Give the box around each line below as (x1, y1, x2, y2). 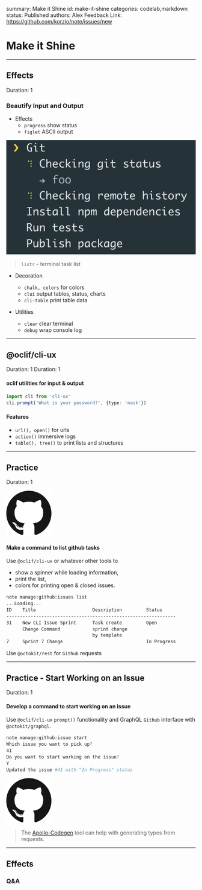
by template (92, 632, 122, 638)
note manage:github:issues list (6, 594, 87, 600)
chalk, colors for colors (23, 284, 85, 291)
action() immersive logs (14, 433, 76, 440)
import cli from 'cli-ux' (6, 393, 71, 400)
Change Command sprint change (22, 626, 128, 632)
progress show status (23, 122, 78, 129)
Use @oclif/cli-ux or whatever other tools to (6, 558, 118, 565)
